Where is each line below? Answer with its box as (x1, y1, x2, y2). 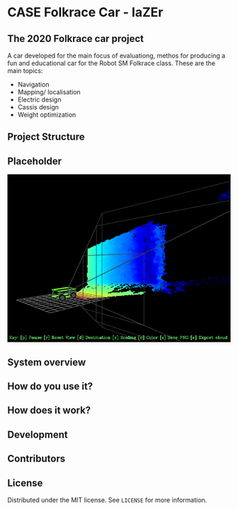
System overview (7, 356, 86, 368)
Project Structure (7, 131, 85, 143)
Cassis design (17, 103, 59, 111)
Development (7, 428, 69, 440)
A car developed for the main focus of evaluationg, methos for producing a (7, 51, 225, 60)
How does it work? (7, 404, 91, 416)
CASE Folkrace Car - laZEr (7, 4, 164, 21)
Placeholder (7, 155, 62, 167)
